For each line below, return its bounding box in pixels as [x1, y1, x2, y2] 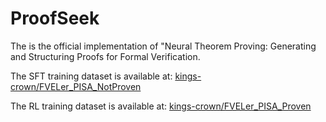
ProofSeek [10, 7, 100, 30]
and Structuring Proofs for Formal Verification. [10, 50, 201, 62]
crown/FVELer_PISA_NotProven [10, 80, 142, 92]
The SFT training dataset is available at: [10, 70, 173, 82]
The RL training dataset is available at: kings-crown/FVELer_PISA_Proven [10, 100, 312, 112]
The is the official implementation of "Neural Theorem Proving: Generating [10, 40, 317, 52]
